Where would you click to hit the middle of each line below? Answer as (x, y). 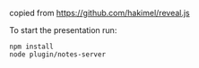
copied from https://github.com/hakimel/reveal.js (99, 13)
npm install (31, 47)
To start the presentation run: (63, 30)
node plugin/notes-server (57, 55)
